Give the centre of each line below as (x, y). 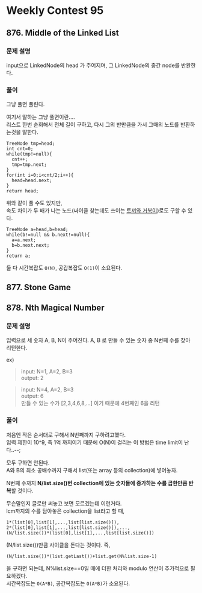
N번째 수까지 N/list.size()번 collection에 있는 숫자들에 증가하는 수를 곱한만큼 (97, 483)
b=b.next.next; (31, 246)
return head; (23, 191)
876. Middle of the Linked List (63, 33)
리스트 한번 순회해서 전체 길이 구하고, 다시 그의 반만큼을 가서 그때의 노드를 (93, 125)
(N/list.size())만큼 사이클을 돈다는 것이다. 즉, (58, 545)
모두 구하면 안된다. (28, 463)
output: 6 (32, 396)
